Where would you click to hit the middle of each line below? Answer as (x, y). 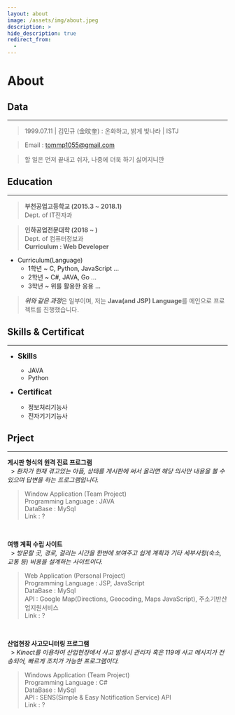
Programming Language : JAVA (69, 501)
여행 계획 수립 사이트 (35, 544)
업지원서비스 (42, 608)
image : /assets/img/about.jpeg (53, 20)
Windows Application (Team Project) (77, 675)
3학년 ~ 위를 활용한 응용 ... (64, 286)
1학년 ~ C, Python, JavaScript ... (73, 268)
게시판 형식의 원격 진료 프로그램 (50, 462)
